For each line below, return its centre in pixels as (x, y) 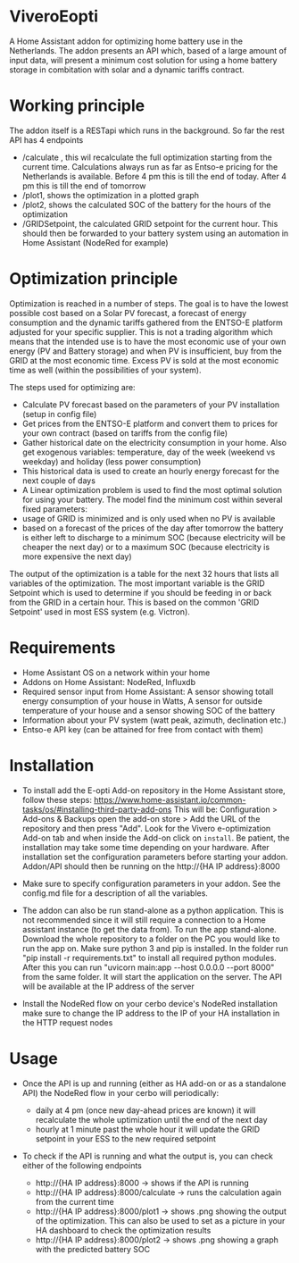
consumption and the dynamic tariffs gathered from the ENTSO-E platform (146, 322)
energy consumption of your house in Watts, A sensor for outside (142, 701)
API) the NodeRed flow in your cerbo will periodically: (120, 1092)
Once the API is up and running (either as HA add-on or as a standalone (154, 1083)
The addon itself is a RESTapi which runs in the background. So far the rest (147, 130)
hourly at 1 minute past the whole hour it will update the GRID (148, 1129)
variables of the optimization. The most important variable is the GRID (137, 583)
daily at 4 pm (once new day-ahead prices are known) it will (145, 1110)
